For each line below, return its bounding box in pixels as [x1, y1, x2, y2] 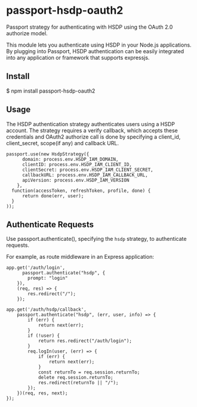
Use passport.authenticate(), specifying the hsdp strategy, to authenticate [6, 235, 187, 243]
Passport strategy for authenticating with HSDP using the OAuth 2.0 [6, 23, 173, 30]
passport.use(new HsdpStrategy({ [6, 151, 90, 157]
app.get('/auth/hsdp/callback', [6, 307, 87, 313]
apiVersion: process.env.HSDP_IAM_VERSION [21, 177, 130, 183]
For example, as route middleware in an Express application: [6, 253, 154, 261]
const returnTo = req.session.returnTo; [38, 369, 140, 375]
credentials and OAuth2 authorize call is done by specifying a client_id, [6, 133, 181, 140]
